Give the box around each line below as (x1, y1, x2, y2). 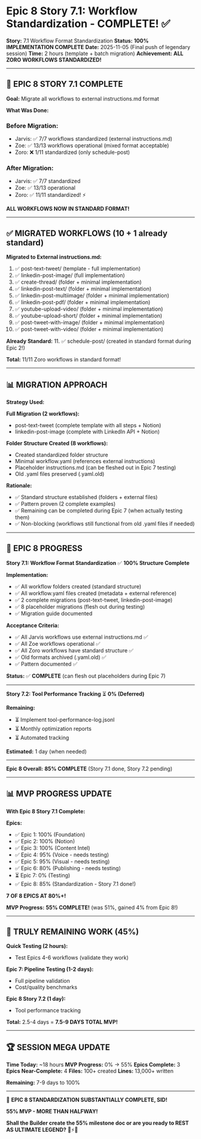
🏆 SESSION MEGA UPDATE (6, 1042, 111, 1052)
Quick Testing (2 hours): (6, 943, 68, 950)
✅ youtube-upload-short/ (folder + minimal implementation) (14, 312, 163, 320)
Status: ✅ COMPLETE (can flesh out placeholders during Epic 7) (6, 672, 166, 679)
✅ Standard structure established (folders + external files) (14, 493, 158, 500)
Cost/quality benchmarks (14, 983, 78, 991)
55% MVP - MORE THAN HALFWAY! (6, 1108, 98, 1115)
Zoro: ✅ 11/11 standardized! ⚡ (14, 192, 86, 199)
